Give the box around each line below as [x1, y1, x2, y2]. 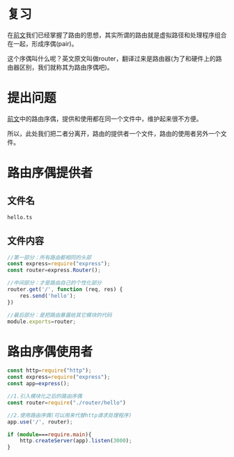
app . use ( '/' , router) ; [7, 418, 73, 426]
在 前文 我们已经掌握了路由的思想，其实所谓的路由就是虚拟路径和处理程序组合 [7, 31, 227, 39]
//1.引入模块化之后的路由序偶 [7, 393, 82, 400]
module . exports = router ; [7, 318, 77, 325]
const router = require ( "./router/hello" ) [7, 399, 127, 406]
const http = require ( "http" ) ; [7, 367, 92, 374]
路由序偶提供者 [7, 165, 93, 181]
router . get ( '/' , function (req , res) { [7, 286, 123, 293]
